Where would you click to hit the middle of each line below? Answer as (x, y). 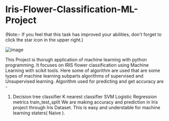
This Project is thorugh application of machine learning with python (76, 59)
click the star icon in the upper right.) (44, 40)
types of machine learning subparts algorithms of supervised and (74, 76)
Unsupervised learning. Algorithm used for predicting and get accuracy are (84, 81)
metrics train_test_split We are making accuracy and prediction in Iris (85, 102)
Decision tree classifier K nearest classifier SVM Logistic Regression (85, 96)
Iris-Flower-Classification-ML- (72, 9)
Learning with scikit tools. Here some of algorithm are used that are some (83, 70)
